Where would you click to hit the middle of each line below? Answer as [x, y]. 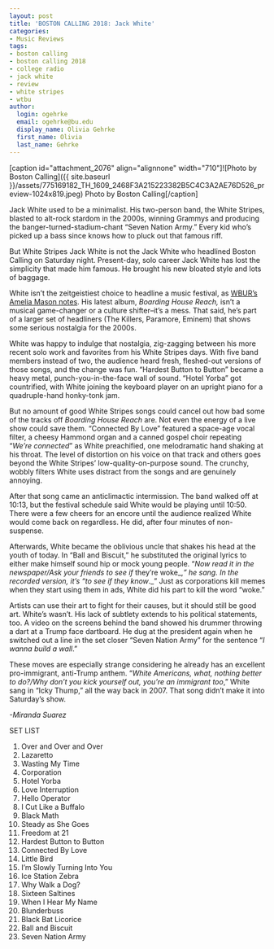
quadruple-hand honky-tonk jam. [65, 395]
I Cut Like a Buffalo [52, 807]
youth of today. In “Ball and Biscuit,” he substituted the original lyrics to [128, 555]
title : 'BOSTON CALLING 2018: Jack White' [82, 24]
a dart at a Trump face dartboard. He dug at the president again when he [131, 631]
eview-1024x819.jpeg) [46, 194]
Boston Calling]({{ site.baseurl [60, 177]
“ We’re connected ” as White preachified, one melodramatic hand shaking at [136, 445]
